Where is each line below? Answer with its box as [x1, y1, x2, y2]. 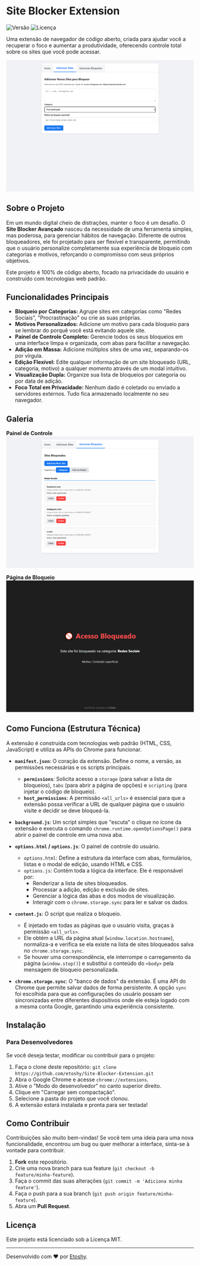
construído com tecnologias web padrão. [6, 275, 107, 282]
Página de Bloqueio [6, 574, 55, 581]
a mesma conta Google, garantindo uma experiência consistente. [14, 1003, 175, 1010]
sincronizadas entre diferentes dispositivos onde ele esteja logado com [14, 997, 190, 1004]
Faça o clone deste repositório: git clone [14, 1063, 117, 1070]
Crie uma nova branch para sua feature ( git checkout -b [14, 1165, 155, 1172]
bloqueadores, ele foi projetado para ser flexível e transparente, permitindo [6, 238, 190, 245]
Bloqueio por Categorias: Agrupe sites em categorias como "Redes [14, 308, 182, 315]
